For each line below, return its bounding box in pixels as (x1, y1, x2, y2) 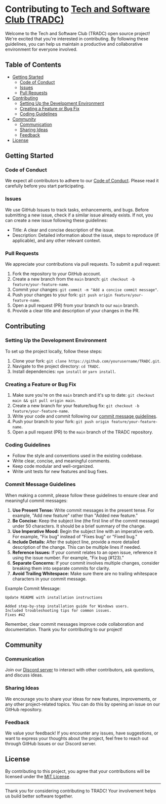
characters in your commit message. (12, 576, 87, 582)
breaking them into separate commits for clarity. (12, 565, 110, 571)
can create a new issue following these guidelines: (5, 217, 108, 223)
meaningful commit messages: (5, 498, 68, 504)
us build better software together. (5, 793, 73, 799)
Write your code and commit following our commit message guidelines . (12, 413, 158, 419)
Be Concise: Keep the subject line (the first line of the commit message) (12, 517, 160, 523)
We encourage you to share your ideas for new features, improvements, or (5, 696, 157, 702)
